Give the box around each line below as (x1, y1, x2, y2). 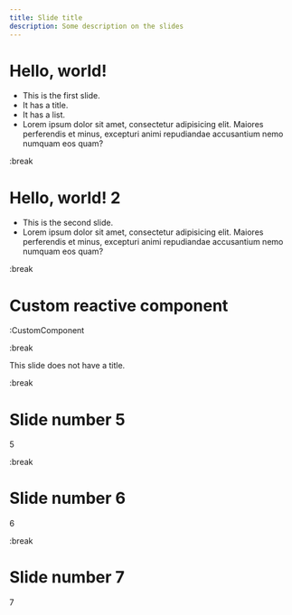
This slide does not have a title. (9, 360, 126, 371)
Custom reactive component (9, 295, 229, 316)
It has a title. (22, 100, 69, 111)
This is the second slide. (22, 218, 114, 228)
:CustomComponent (9, 325, 85, 336)
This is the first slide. (22, 90, 101, 101)
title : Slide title (9, 13, 83, 23)
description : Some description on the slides (9, 22, 184, 31)
